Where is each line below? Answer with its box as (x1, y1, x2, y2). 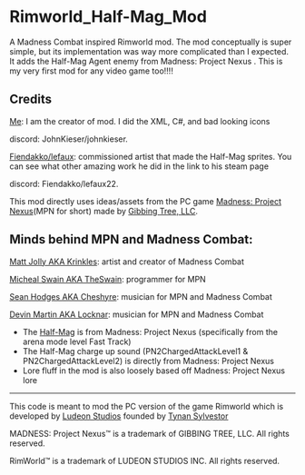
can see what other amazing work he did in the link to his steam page (9, 161, 270, 172)
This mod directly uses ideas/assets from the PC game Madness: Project (9, 195, 281, 206)
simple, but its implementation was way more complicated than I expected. (9, 45, 289, 56)
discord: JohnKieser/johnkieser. (9, 134, 129, 144)
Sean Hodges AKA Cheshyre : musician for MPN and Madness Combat (9, 291, 272, 302)
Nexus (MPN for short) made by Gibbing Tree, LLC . (9, 205, 198, 216)
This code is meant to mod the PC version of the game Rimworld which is (9, 401, 284, 411)
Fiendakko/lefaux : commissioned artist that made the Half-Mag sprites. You (9, 151, 292, 162)
